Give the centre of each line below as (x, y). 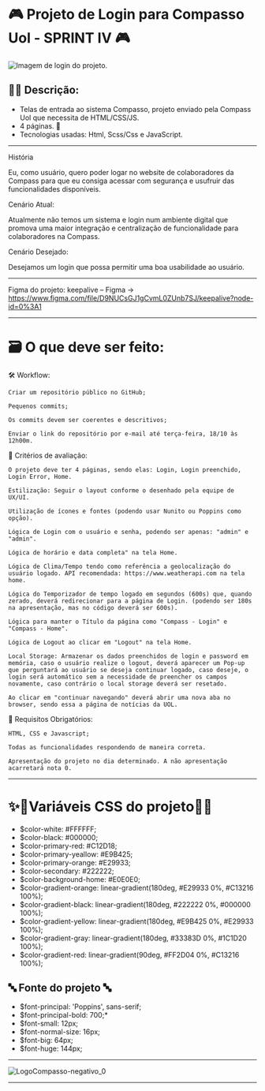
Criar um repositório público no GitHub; (77, 392)
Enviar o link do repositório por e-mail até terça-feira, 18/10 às (123, 434)
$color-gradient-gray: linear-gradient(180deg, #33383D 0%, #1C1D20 (133, 938)
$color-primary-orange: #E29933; (75, 862)
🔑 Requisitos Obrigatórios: (50, 719)
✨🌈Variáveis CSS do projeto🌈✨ (110, 807)
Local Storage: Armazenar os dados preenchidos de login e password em (128, 656)
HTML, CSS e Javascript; (49, 734)
